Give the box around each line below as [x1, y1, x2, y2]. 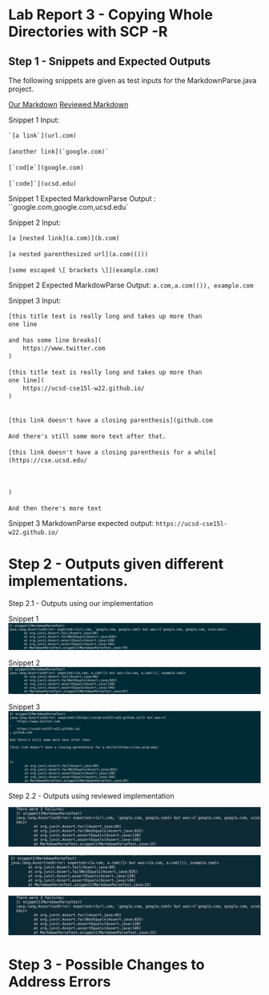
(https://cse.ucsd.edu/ [8, 456, 88, 464]
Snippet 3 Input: [8, 296, 62, 305]
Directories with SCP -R [8, 22, 168, 41]
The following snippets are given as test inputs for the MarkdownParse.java [8, 76, 257, 85]
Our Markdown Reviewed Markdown [8, 100, 129, 109]
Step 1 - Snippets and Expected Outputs [8, 54, 211, 68]
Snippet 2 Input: [8, 218, 62, 227]
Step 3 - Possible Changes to [8, 956, 205, 974]
